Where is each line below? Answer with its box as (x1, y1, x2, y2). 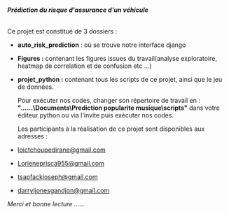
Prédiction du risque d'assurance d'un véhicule (7, 6, 148, 14)
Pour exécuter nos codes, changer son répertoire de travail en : (17, 97, 201, 105)
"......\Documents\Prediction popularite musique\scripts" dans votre (17, 104, 221, 112)
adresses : (17, 132, 48, 141)
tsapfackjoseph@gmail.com (17, 173, 98, 181)
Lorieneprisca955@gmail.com (17, 159, 105, 168)
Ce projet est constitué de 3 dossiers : (7, 27, 118, 36)
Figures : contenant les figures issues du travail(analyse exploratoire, (17, 55, 217, 63)
